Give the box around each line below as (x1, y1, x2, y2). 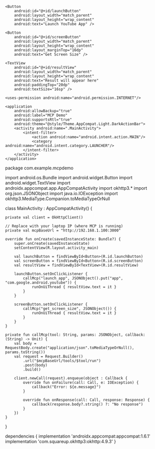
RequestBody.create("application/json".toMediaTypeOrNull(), (5, 345, 135, 350)
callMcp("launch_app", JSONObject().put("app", (23, 276, 123, 281)
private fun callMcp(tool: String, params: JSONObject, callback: (5, 332, 146, 337)
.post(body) (23, 363, 48, 368)
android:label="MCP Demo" (14, 113, 68, 118)
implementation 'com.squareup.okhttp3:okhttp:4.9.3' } (5, 439, 116, 444)
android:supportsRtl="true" (14, 117, 72, 122)
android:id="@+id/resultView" (14, 65, 77, 70)
